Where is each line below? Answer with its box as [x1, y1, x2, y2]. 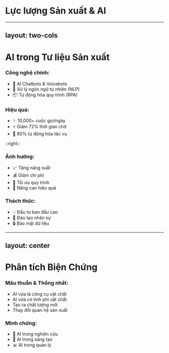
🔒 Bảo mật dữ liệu [12, 220, 49, 226]
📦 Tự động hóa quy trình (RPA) [12, 92, 78, 98]
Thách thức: [5, 198, 36, 205]
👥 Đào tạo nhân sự [12, 214, 51, 221]
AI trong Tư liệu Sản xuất [5, 51, 110, 63]
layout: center [5, 241, 50, 250]
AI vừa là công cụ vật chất [12, 291, 67, 297]
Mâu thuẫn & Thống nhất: [5, 280, 69, 287]
